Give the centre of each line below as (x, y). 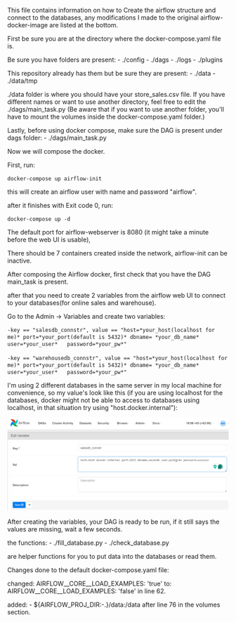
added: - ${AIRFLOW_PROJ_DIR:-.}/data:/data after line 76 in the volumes (114, 605)
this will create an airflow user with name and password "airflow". (102, 192)
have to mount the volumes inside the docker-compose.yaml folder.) (106, 117)
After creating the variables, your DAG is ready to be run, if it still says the (113, 522)
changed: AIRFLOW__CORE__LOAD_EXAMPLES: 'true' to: (90, 584)
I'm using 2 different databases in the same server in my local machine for (114, 385)
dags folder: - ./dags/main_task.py (57, 138)
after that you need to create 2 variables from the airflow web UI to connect (117, 295)
